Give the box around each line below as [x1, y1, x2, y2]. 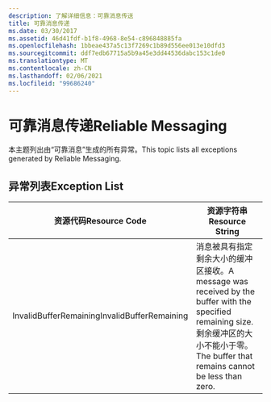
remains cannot [196, 361, 256, 372]
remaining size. [196, 316, 254, 328]
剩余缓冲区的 [196, 328, 245, 339]
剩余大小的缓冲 [196, 253, 253, 265]
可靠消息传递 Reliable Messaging [8, 116, 227, 135]
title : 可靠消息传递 [8, 19, 70, 27]
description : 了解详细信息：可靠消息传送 [8, 11, 134, 20]
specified [196, 306, 231, 317]
